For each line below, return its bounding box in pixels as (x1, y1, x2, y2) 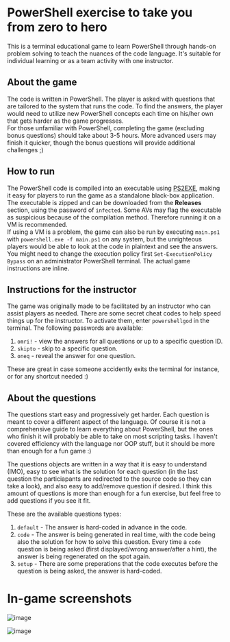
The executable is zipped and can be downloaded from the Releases (7, 198, 202, 206)
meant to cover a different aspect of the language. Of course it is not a (7, 418, 206, 426)
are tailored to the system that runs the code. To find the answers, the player (7, 102, 223, 110)
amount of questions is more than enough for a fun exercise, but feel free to (7, 489, 221, 498)
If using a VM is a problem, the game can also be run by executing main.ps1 (7, 228, 220, 236)
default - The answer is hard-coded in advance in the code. (16, 523, 188, 532)
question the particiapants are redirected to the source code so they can (7, 475, 212, 483)
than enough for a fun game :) (7, 447, 92, 455)
